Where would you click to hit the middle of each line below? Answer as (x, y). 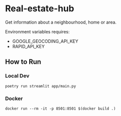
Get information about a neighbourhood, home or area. (61, 22)
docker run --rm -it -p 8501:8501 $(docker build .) (60, 109)
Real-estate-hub (40, 9)
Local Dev (17, 76)
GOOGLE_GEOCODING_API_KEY (45, 41)
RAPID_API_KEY (28, 46)
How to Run (23, 62)
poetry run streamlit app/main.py (41, 86)
